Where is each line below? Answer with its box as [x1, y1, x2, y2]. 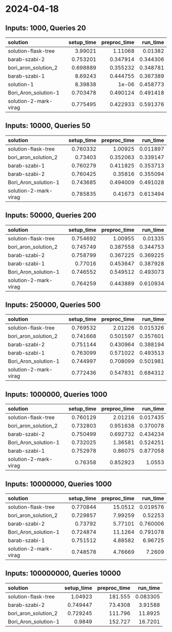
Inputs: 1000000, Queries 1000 [5, 390, 107, 399]
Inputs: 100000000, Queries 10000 [5, 569, 121, 578]
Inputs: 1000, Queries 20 [5, 24, 86, 32]
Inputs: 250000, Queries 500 [5, 301, 101, 309]
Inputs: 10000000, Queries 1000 [5, 479, 112, 488]
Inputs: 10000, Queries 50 [5, 121, 91, 130]
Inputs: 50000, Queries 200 [5, 211, 97, 220]
